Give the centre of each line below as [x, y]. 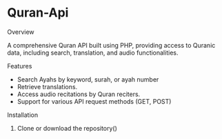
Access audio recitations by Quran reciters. [79, 94]
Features [20, 66]
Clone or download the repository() [67, 128]
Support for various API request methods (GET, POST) [94, 101]
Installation [23, 115]
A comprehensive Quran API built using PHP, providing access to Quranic [111, 45]
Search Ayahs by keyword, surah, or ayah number [88, 79]
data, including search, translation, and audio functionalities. [93, 53]
